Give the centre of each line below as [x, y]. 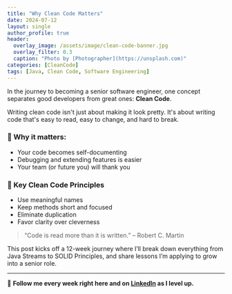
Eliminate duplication [47, 214]
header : [18, 39]
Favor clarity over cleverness [58, 222]
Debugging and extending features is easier [79, 159]
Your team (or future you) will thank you [74, 167]
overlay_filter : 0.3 [43, 53]
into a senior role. [32, 264]
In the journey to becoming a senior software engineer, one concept [104, 91]
